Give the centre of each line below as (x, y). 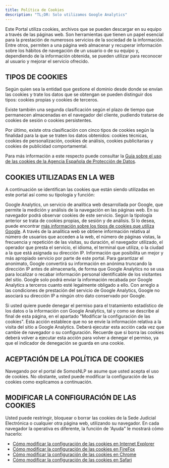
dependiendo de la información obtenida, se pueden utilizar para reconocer (84, 56)
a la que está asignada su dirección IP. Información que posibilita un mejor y (84, 253)
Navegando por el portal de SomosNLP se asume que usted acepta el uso (82, 371)
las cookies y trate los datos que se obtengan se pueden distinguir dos (79, 94)
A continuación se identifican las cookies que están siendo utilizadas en (80, 189)
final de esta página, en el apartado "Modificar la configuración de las (78, 317)
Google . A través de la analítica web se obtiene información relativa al (78, 231)
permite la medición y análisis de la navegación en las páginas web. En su (82, 210)
